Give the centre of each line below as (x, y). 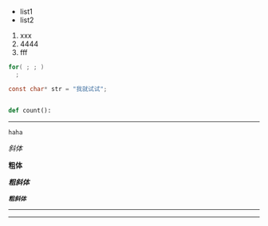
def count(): (30, 110)
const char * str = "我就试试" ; (58, 89)
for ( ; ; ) (26, 67)
